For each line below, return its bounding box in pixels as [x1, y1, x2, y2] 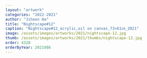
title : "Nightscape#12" [5, 21, 56, 27]
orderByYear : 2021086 [5, 45, 51, 50]
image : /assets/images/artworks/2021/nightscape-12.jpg [5, 31, 126, 36]
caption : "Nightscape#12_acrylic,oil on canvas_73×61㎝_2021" [5, 26, 139, 31]
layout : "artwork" [5, 7, 44, 13]
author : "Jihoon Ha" [5, 17, 49, 22]
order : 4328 [5, 40, 31, 45]
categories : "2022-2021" [5, 12, 58, 17]
